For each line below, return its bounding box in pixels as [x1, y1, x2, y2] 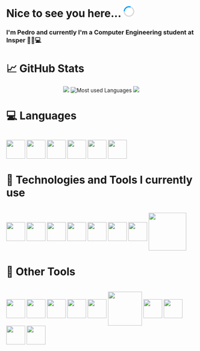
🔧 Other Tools [6, 265, 76, 279]
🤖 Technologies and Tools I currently [6, 173, 193, 187]
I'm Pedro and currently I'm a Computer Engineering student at [6, 28, 194, 37]
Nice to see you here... [6, 7, 122, 21]
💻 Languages [6, 109, 77, 123]
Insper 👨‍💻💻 [6, 36, 42, 45]
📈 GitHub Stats [6, 62, 85, 76]
